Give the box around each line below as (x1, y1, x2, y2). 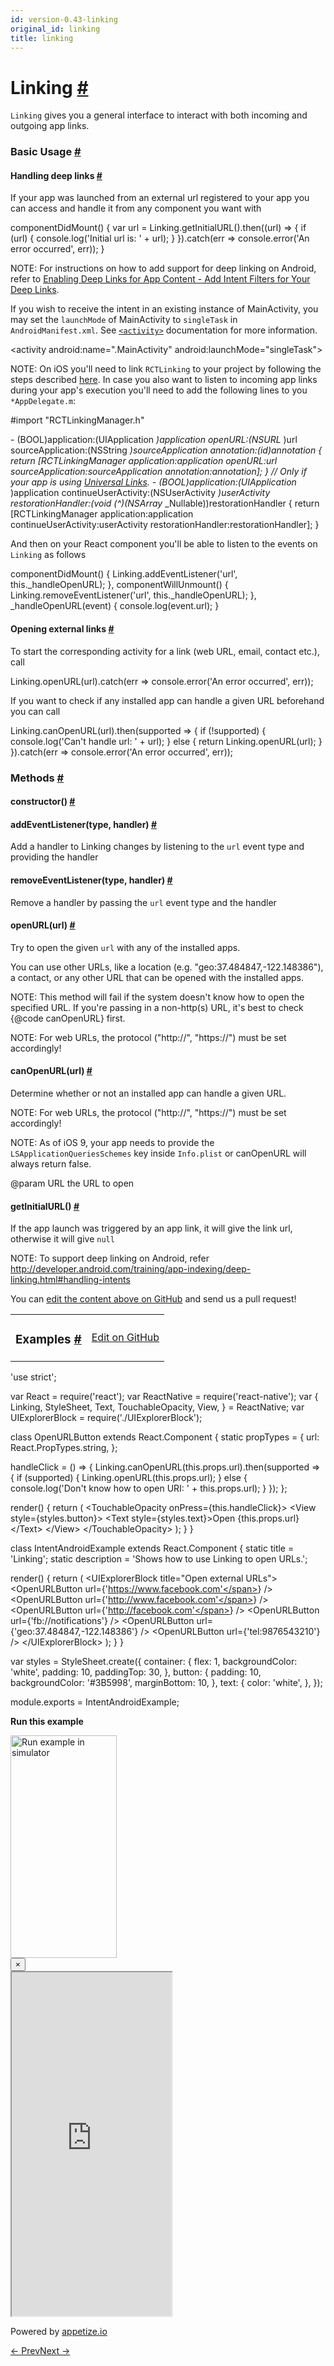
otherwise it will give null (10, 1233, 115, 1245)
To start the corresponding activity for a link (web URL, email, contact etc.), (10, 645, 321, 657)
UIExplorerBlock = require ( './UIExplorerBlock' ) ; (10, 1412, 203, 1424)
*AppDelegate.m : (10, 395, 77, 407)
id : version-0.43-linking (10, 14, 118, 25)
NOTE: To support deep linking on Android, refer (10, 1252, 210, 1265)
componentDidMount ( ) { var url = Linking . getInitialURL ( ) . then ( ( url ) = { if (10, 222, 307, 234)
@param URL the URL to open (10, 1177, 135, 1189)
